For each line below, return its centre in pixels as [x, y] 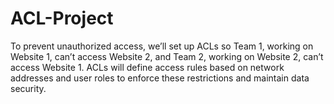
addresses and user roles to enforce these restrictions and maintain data [160, 78]
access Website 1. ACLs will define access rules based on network [147, 67]
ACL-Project [62, 18]
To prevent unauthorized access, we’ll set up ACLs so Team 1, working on [162, 46]
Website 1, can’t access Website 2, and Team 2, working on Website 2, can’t [167, 56]
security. [28, 88]
